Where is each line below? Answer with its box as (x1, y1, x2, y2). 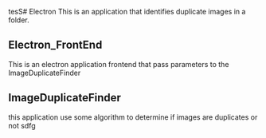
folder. (8, 15, 29, 25)
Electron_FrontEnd (8, 38, 103, 52)
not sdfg (8, 120, 36, 130)
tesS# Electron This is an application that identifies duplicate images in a (8, 7, 246, 16)
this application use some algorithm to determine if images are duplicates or (8, 112, 258, 122)
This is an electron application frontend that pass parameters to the (8, 59, 229, 69)
